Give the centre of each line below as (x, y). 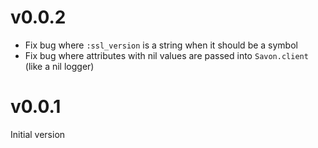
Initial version (38, 134)
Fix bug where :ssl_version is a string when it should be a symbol (161, 45)
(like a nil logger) (59, 66)
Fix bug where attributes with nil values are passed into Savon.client (166, 55)
